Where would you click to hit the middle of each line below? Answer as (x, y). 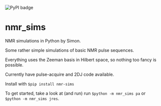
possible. (14, 65)
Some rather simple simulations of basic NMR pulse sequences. (69, 50)
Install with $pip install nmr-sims (40, 84)
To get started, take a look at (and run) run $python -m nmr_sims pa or (75, 93)
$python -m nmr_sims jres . (32, 98)
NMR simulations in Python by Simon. (43, 41)
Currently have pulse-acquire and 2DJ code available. (60, 74)
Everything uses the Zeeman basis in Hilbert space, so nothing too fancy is (81, 60)
